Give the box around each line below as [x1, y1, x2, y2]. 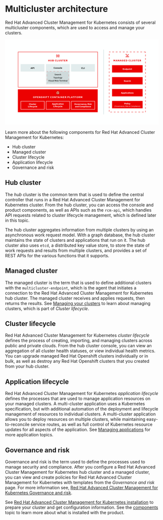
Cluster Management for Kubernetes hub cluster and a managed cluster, [5, 469, 150, 475]
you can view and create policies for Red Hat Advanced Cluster [5, 474, 132, 480]
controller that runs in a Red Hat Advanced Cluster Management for [5, 197, 140, 202]
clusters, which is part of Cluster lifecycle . [5, 305, 89, 311]
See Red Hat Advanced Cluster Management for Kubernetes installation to [5, 500, 154, 505]
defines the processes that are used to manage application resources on [5, 395, 151, 402]
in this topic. [5, 217, 30, 223]
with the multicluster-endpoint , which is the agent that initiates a [5, 285, 137, 290]
